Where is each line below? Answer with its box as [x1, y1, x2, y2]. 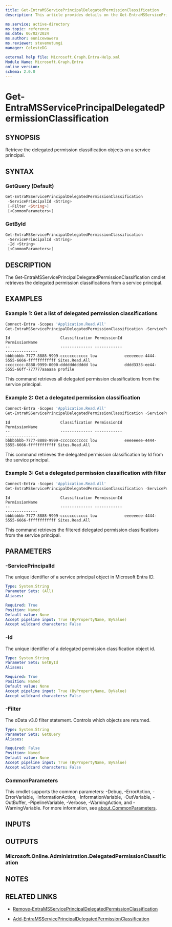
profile [58, 367, 74, 372]
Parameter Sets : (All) [5, 589, 54, 594]
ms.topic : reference [5, 26, 50, 31]
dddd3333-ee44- [124, 362, 157, 368]
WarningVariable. [5, 805, 42, 811]
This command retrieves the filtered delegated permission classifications [5, 527, 159, 533]
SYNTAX [5, 167, 34, 176]
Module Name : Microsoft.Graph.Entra [5, 59, 83, 65]
